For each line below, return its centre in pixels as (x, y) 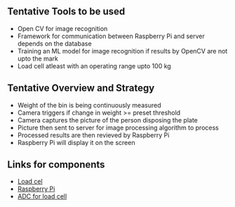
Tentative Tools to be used (66, 12)
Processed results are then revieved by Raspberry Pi (93, 135)
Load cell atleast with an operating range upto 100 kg (94, 65)
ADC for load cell (42, 196)
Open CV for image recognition (62, 28)
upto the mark (38, 58)
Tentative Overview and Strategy (81, 88)
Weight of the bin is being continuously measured (89, 105)
